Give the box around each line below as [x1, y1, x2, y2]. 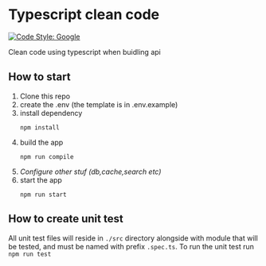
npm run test [8, 250, 52, 258]
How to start [8, 70, 71, 84]
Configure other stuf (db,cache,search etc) [19, 167, 162, 176]
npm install [19, 123, 60, 132]
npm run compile [19, 152, 74, 160]
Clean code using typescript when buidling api [8, 47, 161, 56]
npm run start [19, 191, 67, 199]
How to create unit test [8, 212, 123, 226]
